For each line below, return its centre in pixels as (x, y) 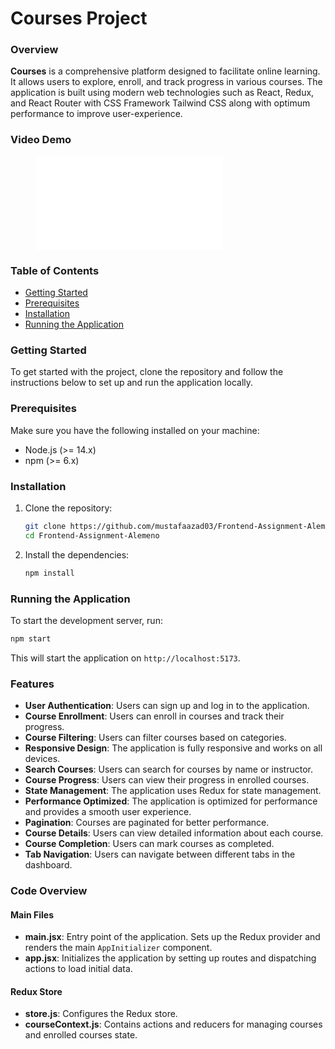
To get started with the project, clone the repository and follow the (147, 372)
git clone (45, 526)
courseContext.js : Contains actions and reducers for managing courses (173, 1024)
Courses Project (79, 18)
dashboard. (48, 865)
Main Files (32, 914)
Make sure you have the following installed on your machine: (135, 430)
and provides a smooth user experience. (108, 812)
